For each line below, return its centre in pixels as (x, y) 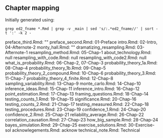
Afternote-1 (16, 52)
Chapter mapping (32, 8)
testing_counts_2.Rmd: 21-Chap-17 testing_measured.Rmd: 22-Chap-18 (77, 104)
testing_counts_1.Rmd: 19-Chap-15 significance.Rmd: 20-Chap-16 (71, 99)
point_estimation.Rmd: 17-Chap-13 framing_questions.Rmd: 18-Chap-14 (77, 94)
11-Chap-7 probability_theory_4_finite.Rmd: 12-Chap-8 (59, 78)
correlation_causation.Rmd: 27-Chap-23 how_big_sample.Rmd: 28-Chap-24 (82, 119)
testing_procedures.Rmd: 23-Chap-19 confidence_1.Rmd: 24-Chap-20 (76, 109)
